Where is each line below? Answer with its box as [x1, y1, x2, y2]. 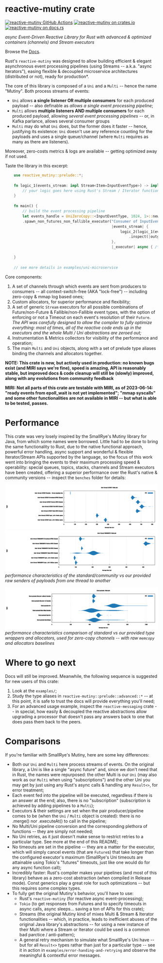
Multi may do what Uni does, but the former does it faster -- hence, [12, 123, 147, 129]
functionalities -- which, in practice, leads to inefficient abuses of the [19, 916, 158, 922]
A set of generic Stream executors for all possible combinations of [12, 304, 144, 310]
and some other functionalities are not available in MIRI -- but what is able [5, 395, 157, 401]
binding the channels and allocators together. [12, 350, 103, 356]
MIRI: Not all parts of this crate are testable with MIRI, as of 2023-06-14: [5, 385, 154, 391]
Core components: [5, 274, 42, 280]
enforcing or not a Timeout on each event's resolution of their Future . [12, 314, 151, 320]
